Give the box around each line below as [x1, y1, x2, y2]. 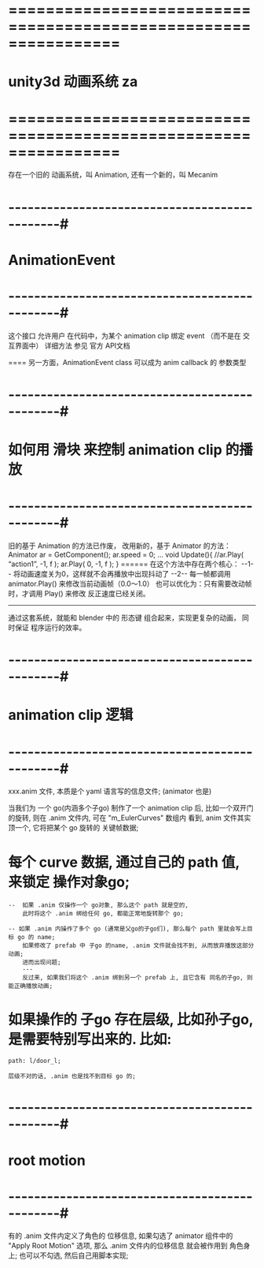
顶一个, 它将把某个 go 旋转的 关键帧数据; [8, 823, 139, 833]
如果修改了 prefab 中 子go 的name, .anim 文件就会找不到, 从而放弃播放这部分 [22, 942, 255, 950]
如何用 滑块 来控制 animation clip [8, 441, 222, 458]
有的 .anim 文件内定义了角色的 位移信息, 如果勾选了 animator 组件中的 [8, 1231, 233, 1240]
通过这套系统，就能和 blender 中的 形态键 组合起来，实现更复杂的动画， [8, 613, 241, 622]
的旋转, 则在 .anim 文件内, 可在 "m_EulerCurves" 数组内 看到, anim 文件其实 [8, 813, 251, 822]
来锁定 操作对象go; [8, 873, 130, 891]
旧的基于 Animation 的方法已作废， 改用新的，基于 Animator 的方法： [8, 541, 232, 550]
